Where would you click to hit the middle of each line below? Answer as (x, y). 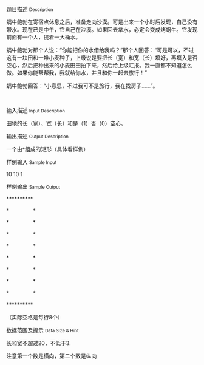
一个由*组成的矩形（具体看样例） (48, 149)
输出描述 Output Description (37, 136)
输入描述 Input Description (36, 110)
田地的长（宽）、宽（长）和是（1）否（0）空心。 (66, 123)
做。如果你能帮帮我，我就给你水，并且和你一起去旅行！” (77, 73)
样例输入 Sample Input (32, 162)
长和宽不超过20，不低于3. (39, 343)
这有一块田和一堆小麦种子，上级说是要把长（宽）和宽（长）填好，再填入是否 (102, 58)
